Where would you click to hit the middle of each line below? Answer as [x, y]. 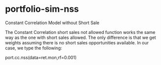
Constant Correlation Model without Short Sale [52, 23]
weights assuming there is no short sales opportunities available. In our [77, 42]
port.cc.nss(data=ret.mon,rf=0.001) [41, 57]
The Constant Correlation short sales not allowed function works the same [80, 32]
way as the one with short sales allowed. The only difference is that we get [80, 37]
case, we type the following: [34, 48]
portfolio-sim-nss [42, 9]
